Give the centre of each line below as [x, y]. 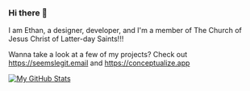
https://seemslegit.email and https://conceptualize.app [99, 63]
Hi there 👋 [28, 13]
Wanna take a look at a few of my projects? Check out [98, 55]
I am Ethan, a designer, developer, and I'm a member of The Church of [125, 31]
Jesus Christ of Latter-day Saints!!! [66, 39]
